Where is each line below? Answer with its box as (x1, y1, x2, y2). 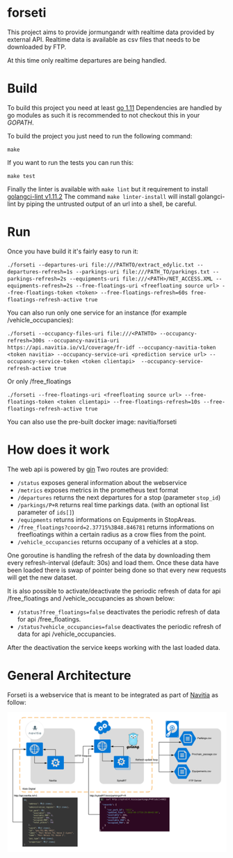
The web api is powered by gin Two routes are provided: (7, 465, 169, 473)
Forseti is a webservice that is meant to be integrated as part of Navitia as (7, 690, 219, 699)
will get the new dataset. (7, 573, 78, 582)
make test (7, 173, 36, 180)
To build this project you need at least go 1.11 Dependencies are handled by (7, 103, 223, 112)
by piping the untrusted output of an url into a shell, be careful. (17, 200, 197, 208)
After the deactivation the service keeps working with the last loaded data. (7, 643, 220, 651)
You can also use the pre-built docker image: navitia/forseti (7, 418, 177, 426)
